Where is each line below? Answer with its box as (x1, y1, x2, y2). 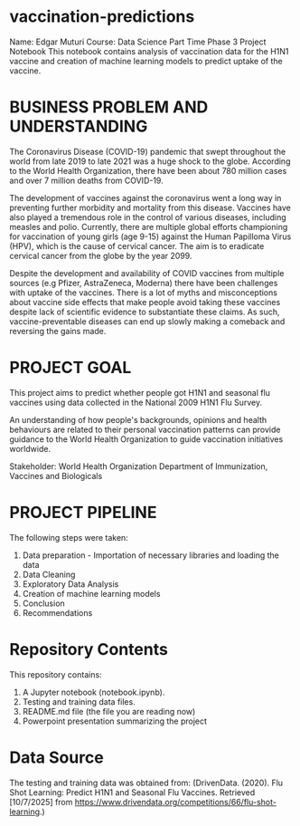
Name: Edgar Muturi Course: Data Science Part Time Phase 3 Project (9, 36, 267, 47)
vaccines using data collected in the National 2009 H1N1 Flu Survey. (9, 397, 263, 408)
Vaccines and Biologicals (9, 470, 103, 481)
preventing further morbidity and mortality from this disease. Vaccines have (9, 202, 292, 213)
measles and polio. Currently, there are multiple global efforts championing (9, 221, 288, 232)
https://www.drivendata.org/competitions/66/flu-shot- (74, 796, 277, 807)
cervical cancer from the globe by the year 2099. (9, 250, 192, 261)
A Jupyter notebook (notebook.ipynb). (22, 687, 165, 697)
